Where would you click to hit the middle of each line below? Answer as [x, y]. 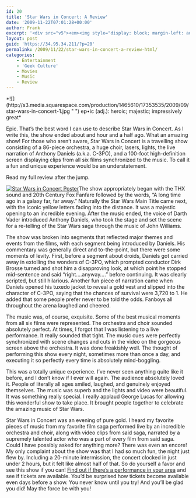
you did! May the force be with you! [49, 488]
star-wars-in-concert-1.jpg [38, 111]
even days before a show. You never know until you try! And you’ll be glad [95, 482]
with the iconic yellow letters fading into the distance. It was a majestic [91, 207]
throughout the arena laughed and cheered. [58, 305]
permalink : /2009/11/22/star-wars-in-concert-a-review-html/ [82, 50]
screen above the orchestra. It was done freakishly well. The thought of [92, 348]
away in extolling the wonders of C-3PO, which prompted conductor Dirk [94, 262]
